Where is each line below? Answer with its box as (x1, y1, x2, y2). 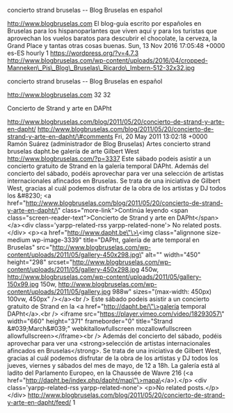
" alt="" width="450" (140, 250, 201, 259)
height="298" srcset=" (7, 258, 73, 266)
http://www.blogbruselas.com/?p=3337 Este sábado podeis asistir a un (7, 154, 211, 163)
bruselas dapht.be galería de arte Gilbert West (7, 147, 140, 155)
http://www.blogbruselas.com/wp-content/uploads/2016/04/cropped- (7, 56, 209, 65)
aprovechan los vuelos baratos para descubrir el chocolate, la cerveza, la (7, 34, 218, 42)
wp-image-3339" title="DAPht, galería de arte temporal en (31, 236, 200, 244)
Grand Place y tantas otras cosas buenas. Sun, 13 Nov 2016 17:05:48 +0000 (7, 42, 225, 49)
